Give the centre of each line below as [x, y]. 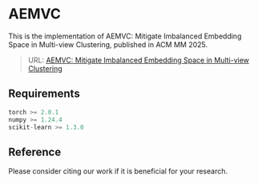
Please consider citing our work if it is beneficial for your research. [118, 171]
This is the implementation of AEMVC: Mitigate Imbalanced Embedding [125, 36]
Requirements [44, 94]
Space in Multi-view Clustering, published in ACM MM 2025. [108, 44]
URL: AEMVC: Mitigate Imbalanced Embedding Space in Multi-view [139, 60]
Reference [35, 152]
